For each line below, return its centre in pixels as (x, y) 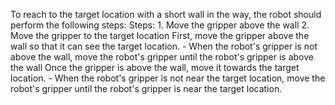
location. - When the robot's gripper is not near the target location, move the (168, 78)
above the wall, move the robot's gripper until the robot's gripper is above (162, 57)
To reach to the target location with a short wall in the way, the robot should (166, 14)
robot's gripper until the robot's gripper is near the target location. (146, 88)
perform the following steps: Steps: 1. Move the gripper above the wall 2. (160, 25)
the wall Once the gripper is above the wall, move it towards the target (155, 67)
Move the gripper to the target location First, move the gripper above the (160, 35)
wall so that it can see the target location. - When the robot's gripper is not (164, 46)
